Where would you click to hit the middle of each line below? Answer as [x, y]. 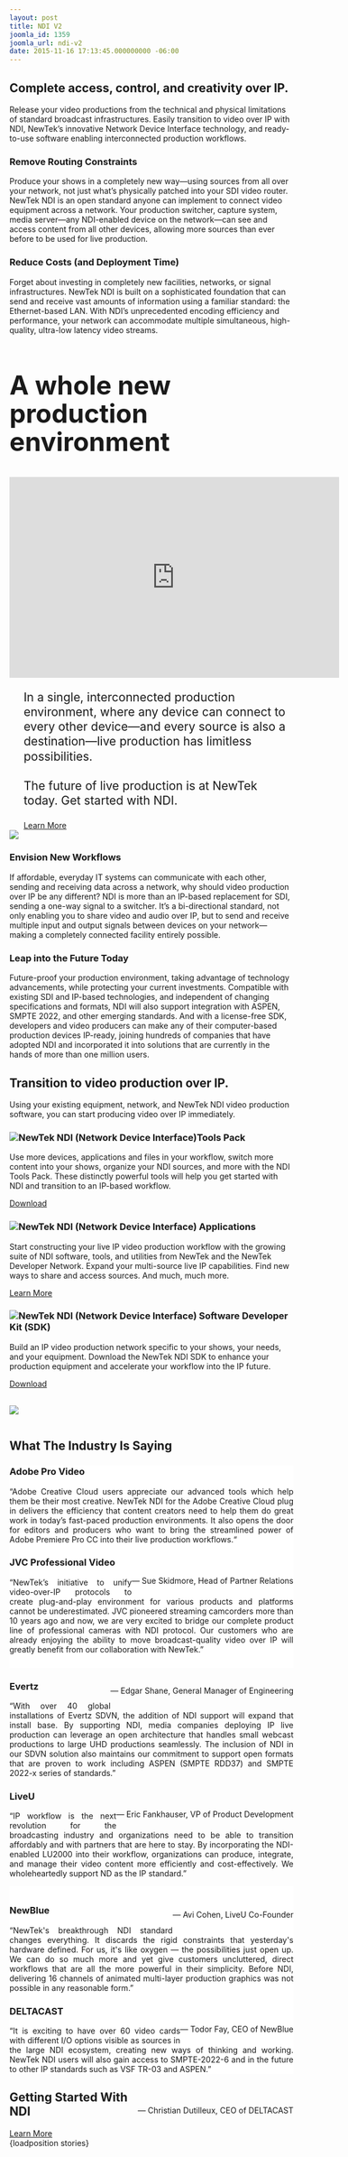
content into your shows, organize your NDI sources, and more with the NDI [150, 1167]
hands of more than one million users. [80, 1055]
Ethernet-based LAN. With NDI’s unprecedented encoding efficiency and [144, 310]
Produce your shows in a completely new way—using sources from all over [149, 181]
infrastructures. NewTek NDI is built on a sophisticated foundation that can [148, 292]
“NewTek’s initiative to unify [71, 1582]
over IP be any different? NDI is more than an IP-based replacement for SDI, [150, 896]
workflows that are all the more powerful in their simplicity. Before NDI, [151, 1968]
